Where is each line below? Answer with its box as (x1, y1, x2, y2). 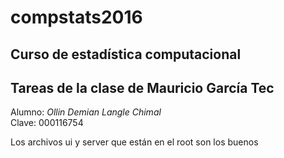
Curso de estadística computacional (10, 46, 242, 63)
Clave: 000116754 (10, 117, 84, 129)
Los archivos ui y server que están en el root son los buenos (10, 136, 259, 148)
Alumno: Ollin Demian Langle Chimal (10, 106, 162, 118)
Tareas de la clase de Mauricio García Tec (10, 79, 275, 96)
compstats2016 (10, 6, 143, 29)
